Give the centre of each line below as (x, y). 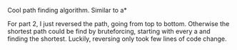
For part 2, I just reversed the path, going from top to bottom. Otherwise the (118, 24)
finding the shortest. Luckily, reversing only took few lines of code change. (117, 39)
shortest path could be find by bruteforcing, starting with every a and (109, 31)
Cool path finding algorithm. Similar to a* (67, 10)
